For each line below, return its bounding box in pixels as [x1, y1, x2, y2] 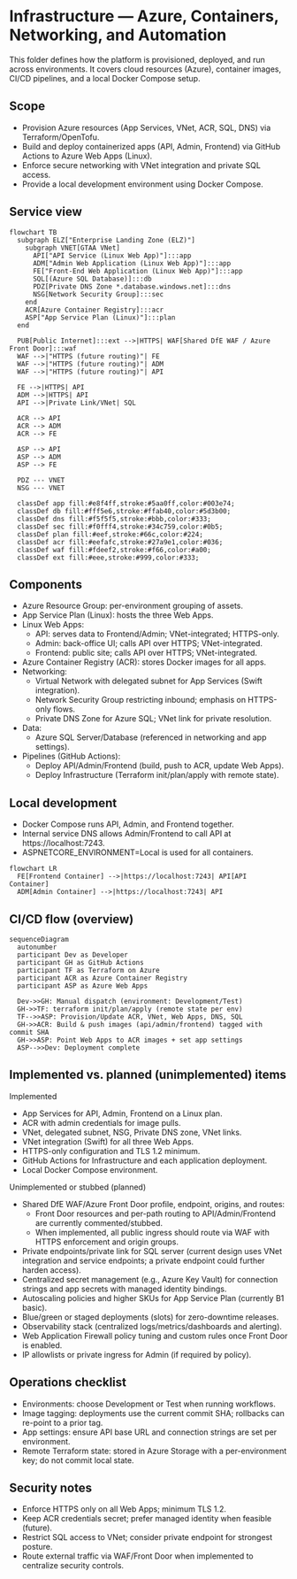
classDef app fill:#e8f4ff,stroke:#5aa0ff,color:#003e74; [17, 498, 236, 508]
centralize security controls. [21, 1560, 125, 1571]
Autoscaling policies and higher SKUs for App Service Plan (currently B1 [21, 1292, 285, 1303]
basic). [21, 1302, 48, 1313]
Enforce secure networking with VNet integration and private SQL [21, 159, 261, 170]
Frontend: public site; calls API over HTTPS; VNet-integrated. [34, 648, 258, 659]
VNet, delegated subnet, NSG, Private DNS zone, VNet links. [21, 1127, 242, 1137]
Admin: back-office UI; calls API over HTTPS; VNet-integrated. [34, 638, 263, 649]
